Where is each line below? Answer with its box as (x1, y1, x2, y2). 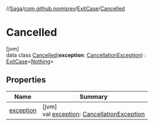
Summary (79, 92, 108, 101)
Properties (6, 75, 46, 85)
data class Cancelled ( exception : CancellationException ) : (6, 51, 146, 59)
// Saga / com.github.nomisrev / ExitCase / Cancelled (6, 5, 126, 12)
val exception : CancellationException (42, 109, 145, 118)
